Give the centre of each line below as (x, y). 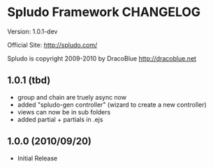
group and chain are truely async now (72, 97)
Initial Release (37, 158)
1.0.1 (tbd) (29, 81)
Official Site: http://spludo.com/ (52, 45)
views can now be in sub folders (64, 112)
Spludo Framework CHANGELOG (104, 12)
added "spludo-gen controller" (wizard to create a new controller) (112, 105)
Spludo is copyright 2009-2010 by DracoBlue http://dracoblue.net (102, 58)
